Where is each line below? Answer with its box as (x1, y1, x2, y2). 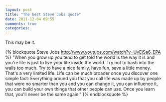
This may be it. (5, 39, 36, 45)
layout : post (5, 7, 32, 12)
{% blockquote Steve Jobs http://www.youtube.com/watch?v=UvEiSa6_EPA (5, 49, 161, 55)
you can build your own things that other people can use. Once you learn (5, 86, 155, 92)
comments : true (5, 21, 37, 26)
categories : (5, 26, 30, 31)
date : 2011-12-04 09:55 (5, 16, 55, 21)
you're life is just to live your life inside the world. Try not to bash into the (5, 60, 155, 66)
